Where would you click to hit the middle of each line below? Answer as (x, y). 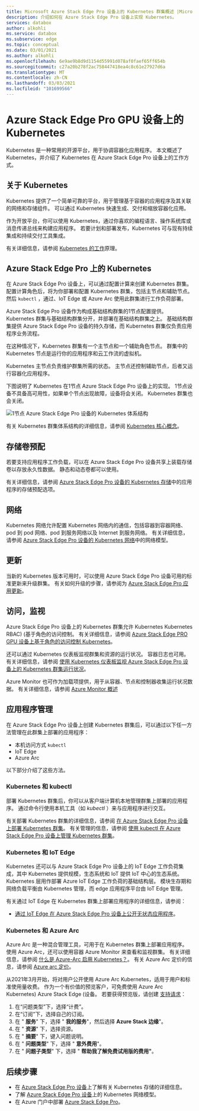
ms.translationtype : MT (36, 72)
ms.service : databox (32, 34)
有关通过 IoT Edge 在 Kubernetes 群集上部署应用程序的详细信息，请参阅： (96, 901)
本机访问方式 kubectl (40, 745)
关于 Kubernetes (37, 185)
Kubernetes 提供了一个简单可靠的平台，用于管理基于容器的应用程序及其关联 (99, 201)
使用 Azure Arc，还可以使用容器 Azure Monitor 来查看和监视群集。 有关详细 (98, 952)
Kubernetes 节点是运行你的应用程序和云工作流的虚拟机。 (76, 354)
